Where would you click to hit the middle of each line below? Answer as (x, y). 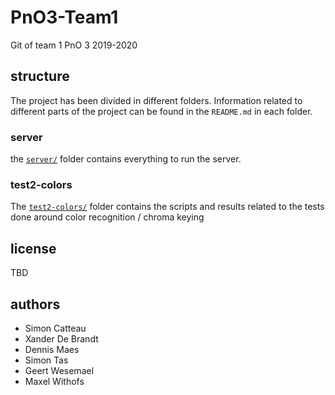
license (33, 248)
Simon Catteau (55, 328)
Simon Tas (46, 360)
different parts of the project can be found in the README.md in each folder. (161, 111)
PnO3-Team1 (64, 17)
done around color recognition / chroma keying (107, 217)
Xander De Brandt (61, 338)
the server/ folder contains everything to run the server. (126, 159)
